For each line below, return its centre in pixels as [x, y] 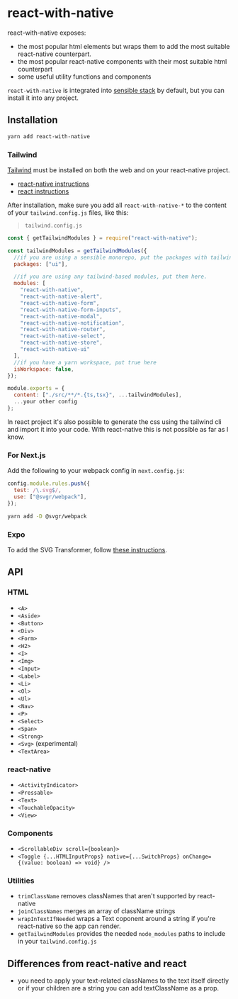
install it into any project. [43, 98]
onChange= [197, 857]
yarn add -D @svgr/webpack [47, 516]
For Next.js [27, 455]
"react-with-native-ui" [55, 350]
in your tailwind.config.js [57, 942]
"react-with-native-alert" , [61, 297]
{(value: [30, 863]
